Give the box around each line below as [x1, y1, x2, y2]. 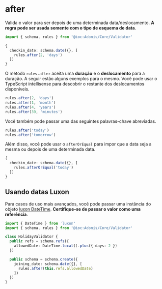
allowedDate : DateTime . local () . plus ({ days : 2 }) [14, 243, 118, 249]
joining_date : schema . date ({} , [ [14, 261, 82, 266]
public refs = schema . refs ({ [9, 239, 69, 244]
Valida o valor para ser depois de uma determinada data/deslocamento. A [5, 20, 155, 26]
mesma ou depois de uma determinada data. [5, 146, 96, 152]
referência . [5, 211, 28, 217]
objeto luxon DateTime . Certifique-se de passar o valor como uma [5, 206, 141, 212]
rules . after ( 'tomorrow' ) [5, 132, 56, 137]
